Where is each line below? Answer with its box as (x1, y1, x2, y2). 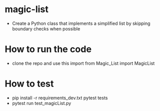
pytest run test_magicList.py (12, 100, 71, 106)
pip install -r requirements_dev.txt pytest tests (12, 95, 108, 101)
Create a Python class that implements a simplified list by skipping (12, 20, 150, 26)
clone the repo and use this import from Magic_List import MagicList (12, 60, 155, 66)
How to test (5, 78, 54, 90)
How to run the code (5, 44, 92, 55)
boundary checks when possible (12, 25, 81, 31)
